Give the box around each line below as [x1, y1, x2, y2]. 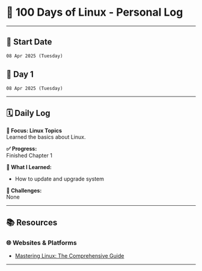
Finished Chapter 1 [6, 152, 53, 159]
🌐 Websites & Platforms [6, 238, 77, 247]
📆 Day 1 [6, 69, 34, 80]
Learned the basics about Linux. [6, 133, 86, 141]
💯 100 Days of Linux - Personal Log [6, 5, 183, 19]
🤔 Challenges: [6, 187, 42, 194]
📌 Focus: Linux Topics [6, 127, 62, 135]
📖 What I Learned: [6, 164, 52, 171]
